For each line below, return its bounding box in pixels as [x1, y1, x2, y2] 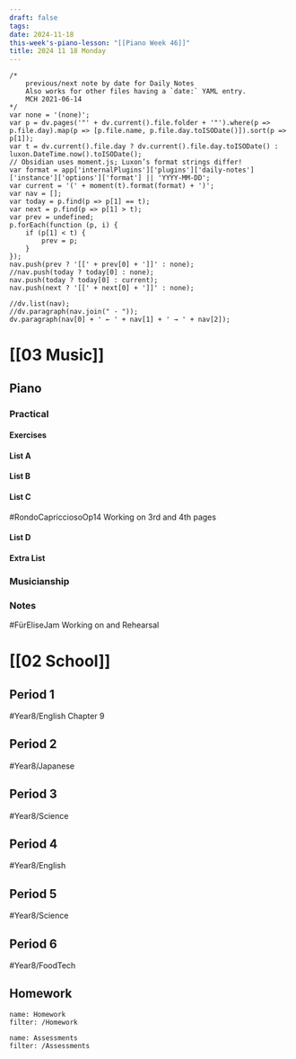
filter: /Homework [9, 1018, 78, 1027]
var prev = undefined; [9, 213, 94, 222]
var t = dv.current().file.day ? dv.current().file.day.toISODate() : [9, 142, 279, 151]
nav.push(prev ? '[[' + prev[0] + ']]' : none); [9, 260, 195, 270]
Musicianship [9, 574, 70, 587]
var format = [9, 165, 58, 175]
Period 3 [9, 787, 57, 802]
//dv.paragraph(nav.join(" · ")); [9, 307, 139, 316]
